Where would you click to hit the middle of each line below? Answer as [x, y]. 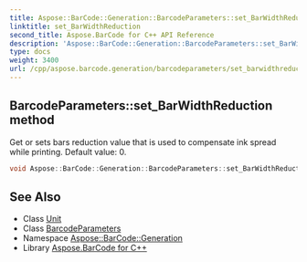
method [32, 120]
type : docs [30, 52]
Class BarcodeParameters [72, 228]
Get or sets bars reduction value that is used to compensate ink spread [143, 141]
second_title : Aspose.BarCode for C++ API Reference [112, 35]
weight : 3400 [34, 60]
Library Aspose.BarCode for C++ [85, 248]
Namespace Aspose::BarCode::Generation [102, 238]
